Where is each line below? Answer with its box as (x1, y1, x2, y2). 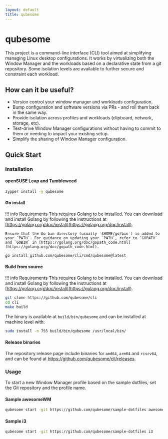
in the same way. (12, 109, 47, 115)
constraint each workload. (5, 71, 59, 77)
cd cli (5, 300, 19, 305)
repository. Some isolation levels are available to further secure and (5, 66, 144, 72)
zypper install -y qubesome (5, 189, 64, 194)
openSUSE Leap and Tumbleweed (5, 178, 77, 184)
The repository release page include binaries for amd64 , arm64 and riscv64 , (5, 350, 158, 356)
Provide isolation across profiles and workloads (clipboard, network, (12, 115, 153, 121)
